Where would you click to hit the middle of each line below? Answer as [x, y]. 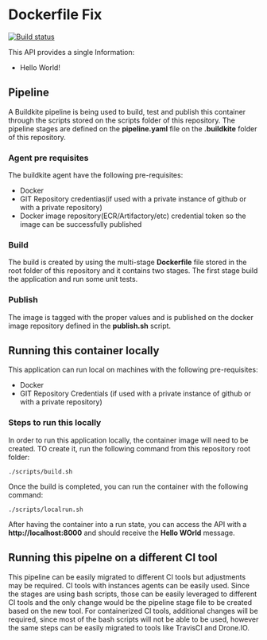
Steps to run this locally [55, 423]
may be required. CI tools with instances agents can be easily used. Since [129, 585]
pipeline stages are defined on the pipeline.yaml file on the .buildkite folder [133, 128]
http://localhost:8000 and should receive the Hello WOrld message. [122, 533]
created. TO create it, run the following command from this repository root [130, 448]
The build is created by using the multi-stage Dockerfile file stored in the [128, 262]
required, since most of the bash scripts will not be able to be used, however [133, 619]
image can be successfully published [81, 224]
